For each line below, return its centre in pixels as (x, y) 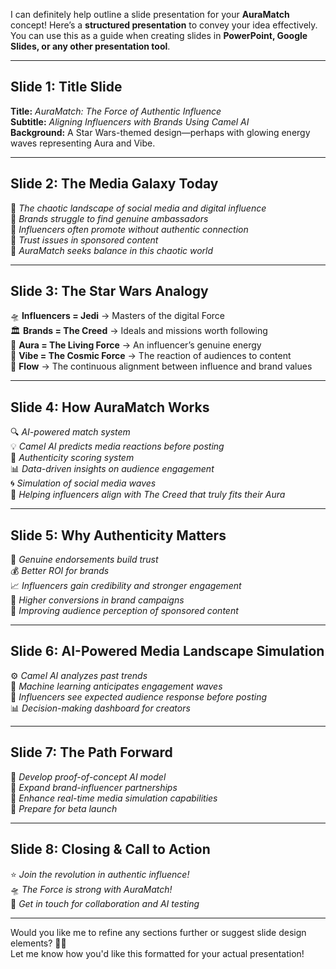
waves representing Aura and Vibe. (83, 143)
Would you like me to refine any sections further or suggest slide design (158, 932)
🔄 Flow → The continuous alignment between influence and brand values (161, 366)
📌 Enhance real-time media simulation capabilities (114, 798)
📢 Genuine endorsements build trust (84, 560)
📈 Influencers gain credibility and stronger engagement (126, 586)
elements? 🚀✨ (38, 943)
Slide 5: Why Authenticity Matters (118, 535)
